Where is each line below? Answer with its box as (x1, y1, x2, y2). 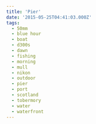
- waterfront (11, 108, 44, 114)
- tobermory (11, 97, 42, 103)
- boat (11, 36, 28, 42)
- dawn (11, 48, 28, 54)
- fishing (11, 53, 36, 59)
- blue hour (11, 31, 42, 37)
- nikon (11, 70, 31, 76)
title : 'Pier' (6, 8, 42, 15)
